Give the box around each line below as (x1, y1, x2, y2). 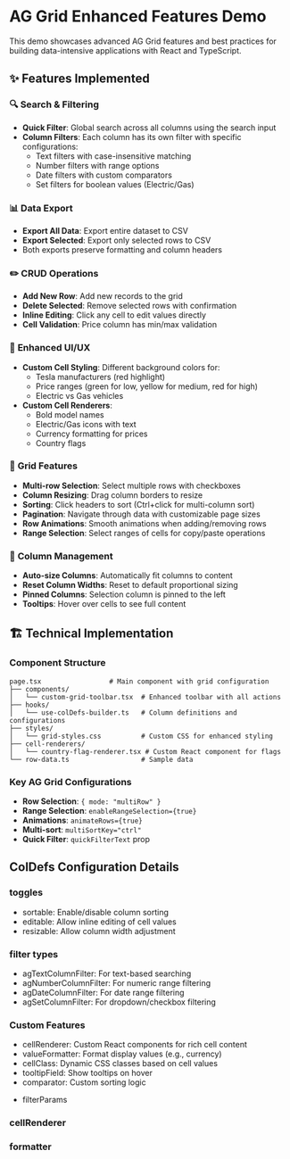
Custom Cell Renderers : (21, 400, 113, 410)
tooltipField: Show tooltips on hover (21, 1068, 153, 1079)
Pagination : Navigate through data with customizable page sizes (21, 509, 261, 519)
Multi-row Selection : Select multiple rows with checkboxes (21, 480, 241, 491)
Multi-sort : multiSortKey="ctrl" (21, 824, 142, 835)
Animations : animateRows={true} (21, 815, 143, 826)
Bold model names (35, 409, 104, 420)
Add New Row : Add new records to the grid (21, 291, 183, 302)
